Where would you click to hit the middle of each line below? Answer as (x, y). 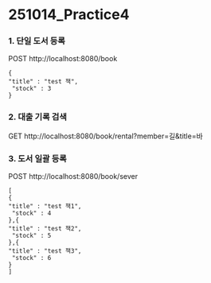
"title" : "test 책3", (45, 251)
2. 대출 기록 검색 (38, 117)
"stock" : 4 (31, 213)
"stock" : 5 (31, 236)
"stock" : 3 (31, 89)
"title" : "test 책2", (45, 229)
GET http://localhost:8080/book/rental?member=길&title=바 (105, 136)
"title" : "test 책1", (45, 207)
